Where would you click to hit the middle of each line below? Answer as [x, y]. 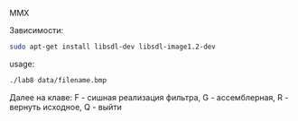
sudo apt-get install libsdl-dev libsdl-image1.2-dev [113, 47]
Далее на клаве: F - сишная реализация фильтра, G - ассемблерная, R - [149, 97]
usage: [22, 64]
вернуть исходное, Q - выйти [65, 107]
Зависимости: [37, 30]
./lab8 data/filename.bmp [58, 80]
